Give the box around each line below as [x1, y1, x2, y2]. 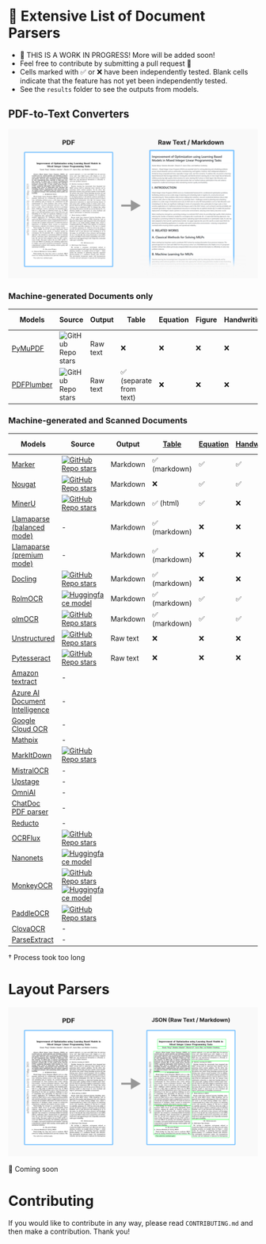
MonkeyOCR [11, 880, 53, 890]
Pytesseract [11, 653, 51, 663]
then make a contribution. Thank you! [8, 1227, 131, 1236]
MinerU [11, 499, 36, 508]
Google [11, 715, 36, 725]
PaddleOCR [11, 909, 50, 918]
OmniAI [11, 788, 36, 798]
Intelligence [11, 705, 50, 714]
